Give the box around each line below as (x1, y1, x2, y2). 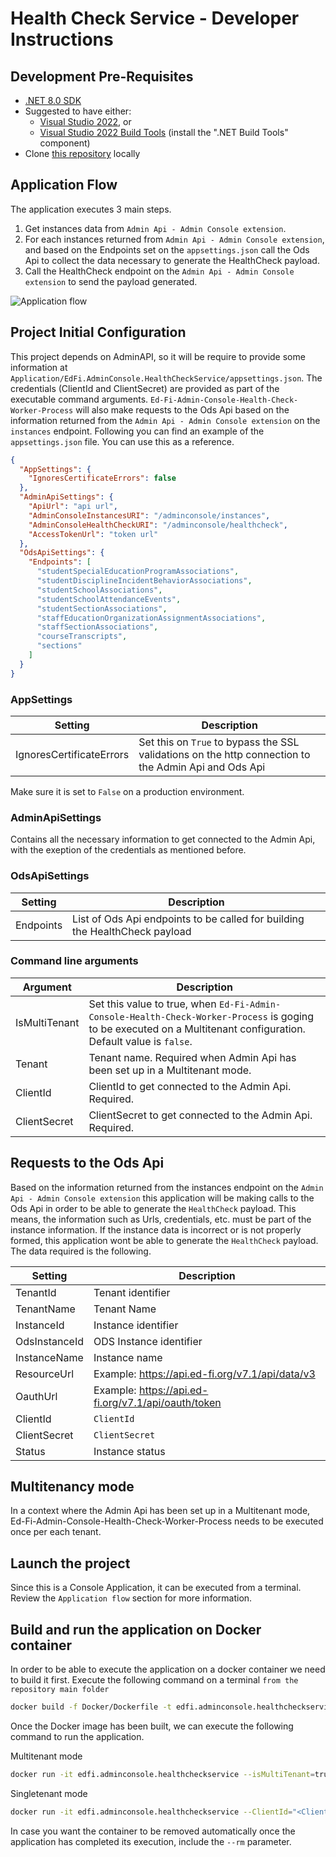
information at (10, 361, 68, 373)
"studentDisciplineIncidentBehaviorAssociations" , (36, 576, 253, 586)
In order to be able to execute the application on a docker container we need (10, 1663, 326, 1676)
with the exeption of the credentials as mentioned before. (10, 844, 247, 856)
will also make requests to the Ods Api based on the (75, 403, 290, 416)
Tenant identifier (93, 1285, 171, 1299)
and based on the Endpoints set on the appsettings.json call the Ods (24, 243, 310, 256)
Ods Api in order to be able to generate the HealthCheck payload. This (10, 1202, 297, 1214)
